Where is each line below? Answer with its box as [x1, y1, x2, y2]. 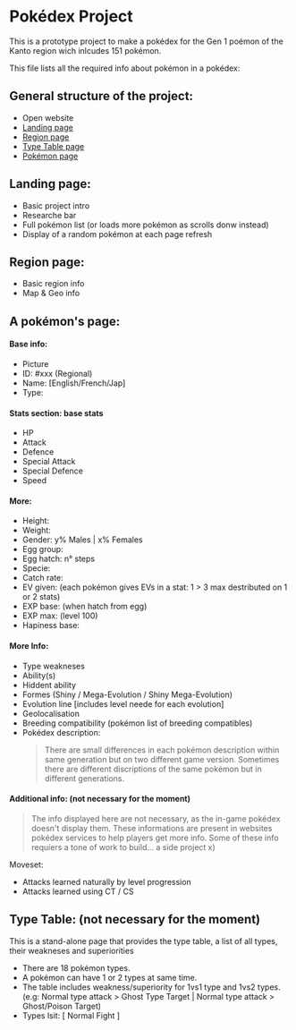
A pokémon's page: [9, 313, 121, 328]
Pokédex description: [21, 727, 101, 737]
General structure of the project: [9, 89, 194, 104]
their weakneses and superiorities [9, 945, 134, 956]
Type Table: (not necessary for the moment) [9, 912, 261, 927]
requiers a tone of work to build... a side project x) [30, 841, 216, 852]
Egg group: [21, 544, 64, 555]
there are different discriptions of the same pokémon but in [44, 763, 262, 774]
